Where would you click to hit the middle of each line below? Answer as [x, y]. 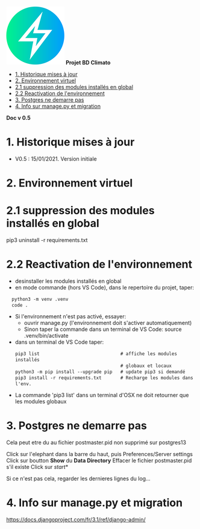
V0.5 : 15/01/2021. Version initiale [56, 159]
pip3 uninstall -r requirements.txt [47, 240]
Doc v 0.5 [19, 118]
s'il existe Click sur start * [37, 466]
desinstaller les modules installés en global [68, 281]
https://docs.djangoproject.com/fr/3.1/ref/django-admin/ [76, 519]
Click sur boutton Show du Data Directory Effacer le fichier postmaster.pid [99, 460]
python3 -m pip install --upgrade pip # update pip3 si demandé [100, 372]
